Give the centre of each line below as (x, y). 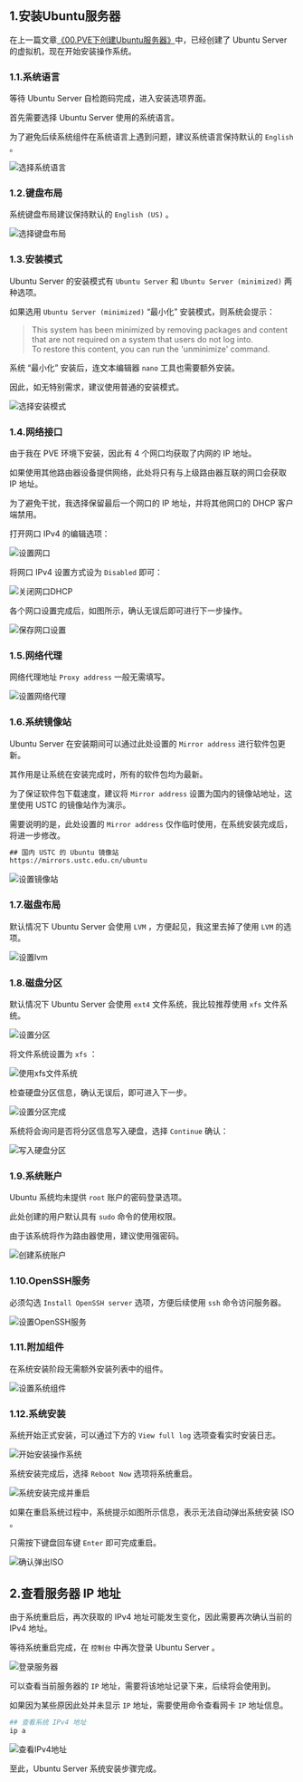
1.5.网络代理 (36, 655)
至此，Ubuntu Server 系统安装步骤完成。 (85, 1768)
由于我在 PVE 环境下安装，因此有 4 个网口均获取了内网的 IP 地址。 (133, 453)
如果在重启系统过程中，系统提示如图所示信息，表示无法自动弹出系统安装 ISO (152, 1512)
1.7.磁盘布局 (35, 905)
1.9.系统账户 (36, 1176)
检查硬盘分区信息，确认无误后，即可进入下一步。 (100, 1092)
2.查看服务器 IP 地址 (65, 1593)
